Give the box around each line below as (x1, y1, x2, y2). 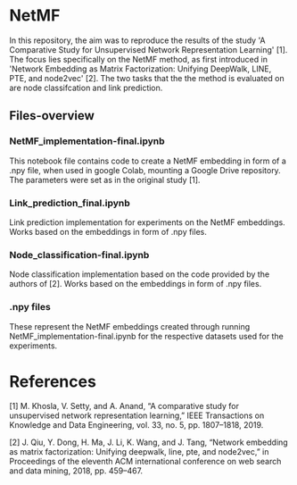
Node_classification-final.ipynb (9, 248, 150, 261)
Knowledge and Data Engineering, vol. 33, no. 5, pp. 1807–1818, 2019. (9, 420, 264, 431)
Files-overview (9, 108, 95, 123)
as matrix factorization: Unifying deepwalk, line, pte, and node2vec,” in (9, 447, 269, 457)
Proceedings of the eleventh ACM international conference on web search (9, 456, 282, 467)
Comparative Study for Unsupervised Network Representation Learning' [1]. (9, 44, 288, 54)
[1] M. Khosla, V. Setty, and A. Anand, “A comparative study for (9, 401, 239, 412)
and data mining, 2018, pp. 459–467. (9, 465, 144, 476)
